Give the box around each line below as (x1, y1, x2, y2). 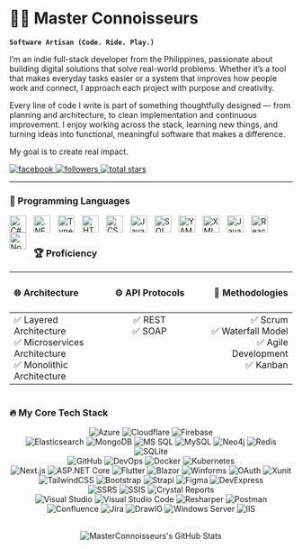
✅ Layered (13, 314, 58, 326)
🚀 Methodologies (214, 287, 289, 299)
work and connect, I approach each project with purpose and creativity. (9, 82, 275, 93)
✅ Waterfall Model (210, 325, 289, 337)
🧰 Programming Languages (9, 194, 130, 206)
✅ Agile (256, 336, 289, 349)
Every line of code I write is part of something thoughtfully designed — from (9, 99, 291, 111)
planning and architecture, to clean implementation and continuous (9, 109, 258, 120)
